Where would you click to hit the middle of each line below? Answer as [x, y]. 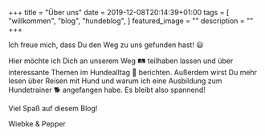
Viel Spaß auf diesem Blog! [53, 108]
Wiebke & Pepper [37, 124]
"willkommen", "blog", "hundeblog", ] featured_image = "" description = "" [131, 21]
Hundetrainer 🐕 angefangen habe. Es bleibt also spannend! [107, 90]
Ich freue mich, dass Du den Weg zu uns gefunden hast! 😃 [106, 45]
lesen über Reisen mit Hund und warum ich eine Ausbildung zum [115, 81]
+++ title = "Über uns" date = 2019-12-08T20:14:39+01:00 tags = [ [119, 12]
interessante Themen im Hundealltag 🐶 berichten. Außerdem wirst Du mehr [133, 72]
